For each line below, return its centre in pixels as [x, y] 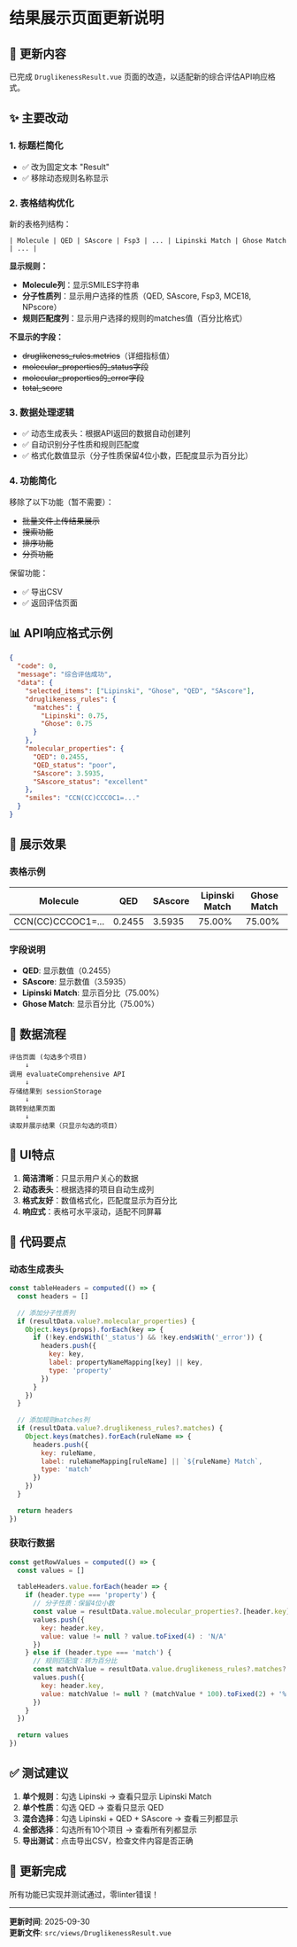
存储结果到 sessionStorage [55, 1091]
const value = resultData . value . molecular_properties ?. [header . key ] [161, 1612]
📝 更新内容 [38, 54]
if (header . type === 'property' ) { [91, 1595]
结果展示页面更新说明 [87, 18]
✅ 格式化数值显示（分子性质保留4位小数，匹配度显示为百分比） [137, 456]
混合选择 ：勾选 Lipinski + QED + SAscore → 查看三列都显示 [130, 1818]
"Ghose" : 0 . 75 [67, 724]
